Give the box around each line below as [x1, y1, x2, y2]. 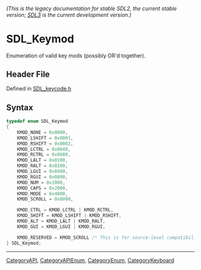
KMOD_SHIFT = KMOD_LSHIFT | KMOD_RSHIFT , [17, 213, 121, 219]
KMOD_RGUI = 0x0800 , [17, 174, 68, 180]
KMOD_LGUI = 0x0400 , [17, 168, 68, 175]
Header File [6, 69, 50, 79]
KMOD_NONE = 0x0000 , [17, 129, 68, 135]
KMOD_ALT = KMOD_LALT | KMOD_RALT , [17, 219, 106, 225]
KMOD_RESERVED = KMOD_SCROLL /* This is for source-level [17, 234, 165, 241]
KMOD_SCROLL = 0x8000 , [17, 196, 74, 202]
